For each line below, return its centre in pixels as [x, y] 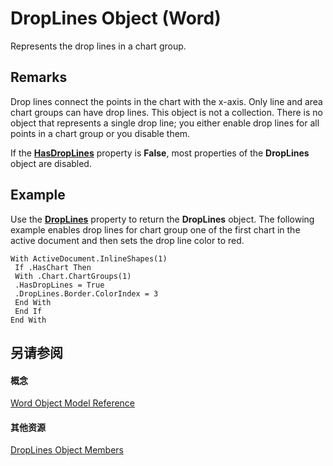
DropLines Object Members [67, 450]
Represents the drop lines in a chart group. [98, 46]
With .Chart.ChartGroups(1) [73, 276]
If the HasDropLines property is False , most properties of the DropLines [160, 153]
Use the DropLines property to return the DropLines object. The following [162, 219]
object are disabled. [51, 163]
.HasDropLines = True [59, 285]
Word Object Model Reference [73, 403]
